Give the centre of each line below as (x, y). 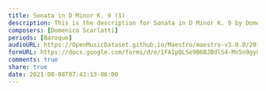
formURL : (23, 52)
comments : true (33, 60)
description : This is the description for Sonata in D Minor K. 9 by (125, 23)
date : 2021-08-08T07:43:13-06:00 (63, 74)
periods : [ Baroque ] (40, 38)
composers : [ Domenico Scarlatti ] (63, 30)
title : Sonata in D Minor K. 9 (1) (67, 15)
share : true (28, 67)
